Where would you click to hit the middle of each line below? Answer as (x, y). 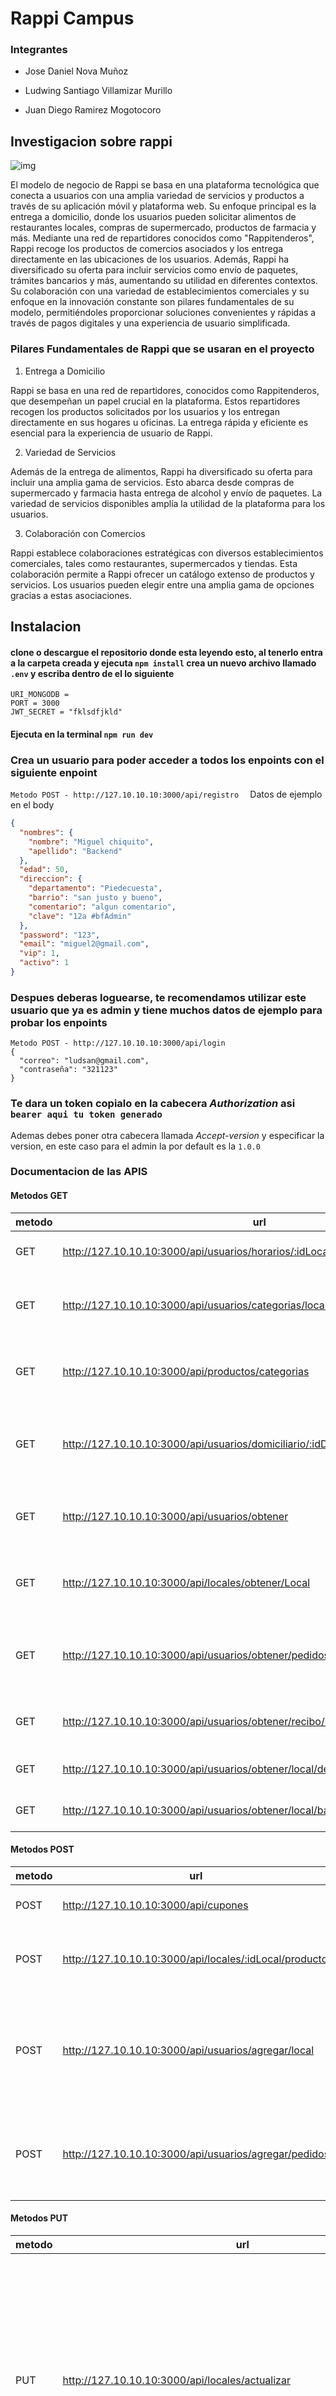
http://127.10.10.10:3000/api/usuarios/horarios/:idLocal (197, 1251)
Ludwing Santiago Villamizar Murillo (98, 91)
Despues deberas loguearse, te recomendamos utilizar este (158, 997)
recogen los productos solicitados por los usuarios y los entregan (145, 411)
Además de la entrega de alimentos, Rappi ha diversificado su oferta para (161, 471)
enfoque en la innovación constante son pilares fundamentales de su (152, 302)
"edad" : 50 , (44, 870)
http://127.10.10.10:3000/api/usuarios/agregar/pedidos (196, 2154)
